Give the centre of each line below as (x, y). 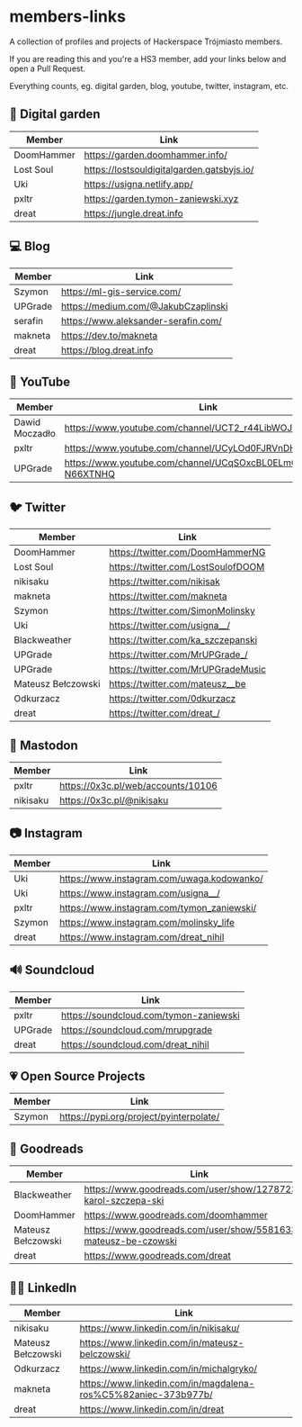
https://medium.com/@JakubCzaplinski (145, 306)
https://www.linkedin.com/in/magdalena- (167, 1384)
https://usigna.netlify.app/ (138, 184)
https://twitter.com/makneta (168, 596)
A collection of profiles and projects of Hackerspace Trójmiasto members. (146, 41)
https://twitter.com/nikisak (164, 582)
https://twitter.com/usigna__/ (170, 626)
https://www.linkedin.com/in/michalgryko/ (169, 1368)
